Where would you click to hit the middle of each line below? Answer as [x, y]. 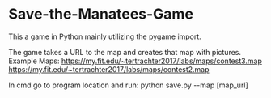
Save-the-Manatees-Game [101, 14]
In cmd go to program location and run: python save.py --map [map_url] [128, 85]
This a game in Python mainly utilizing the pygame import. [105, 36]
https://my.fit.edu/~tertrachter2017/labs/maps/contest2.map [109, 69]
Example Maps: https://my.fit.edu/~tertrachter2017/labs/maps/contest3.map [135, 61]
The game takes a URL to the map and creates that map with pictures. [125, 52]
